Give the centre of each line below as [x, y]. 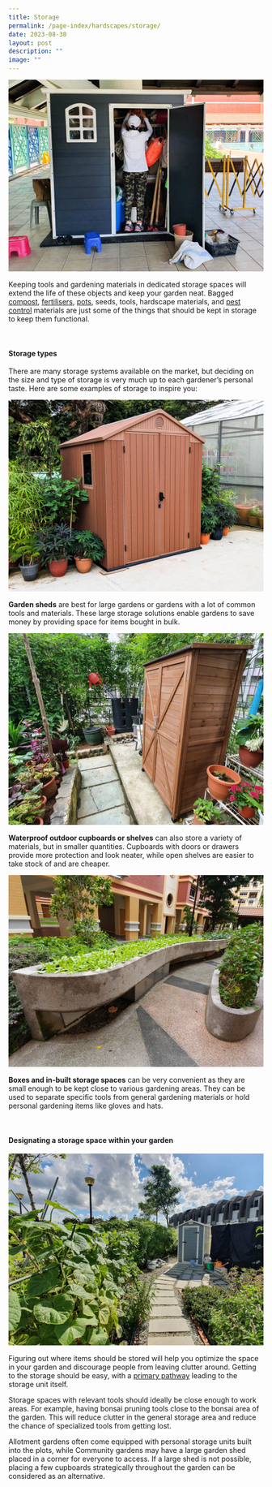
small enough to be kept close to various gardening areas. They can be [127, 1088]
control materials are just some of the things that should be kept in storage [133, 310]
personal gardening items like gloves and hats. [86, 1106]
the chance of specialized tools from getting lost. [90, 1426]
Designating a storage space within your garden [91, 1140]
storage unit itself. [38, 1385]
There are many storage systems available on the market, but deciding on [131, 371]
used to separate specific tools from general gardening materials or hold [129, 1097]
